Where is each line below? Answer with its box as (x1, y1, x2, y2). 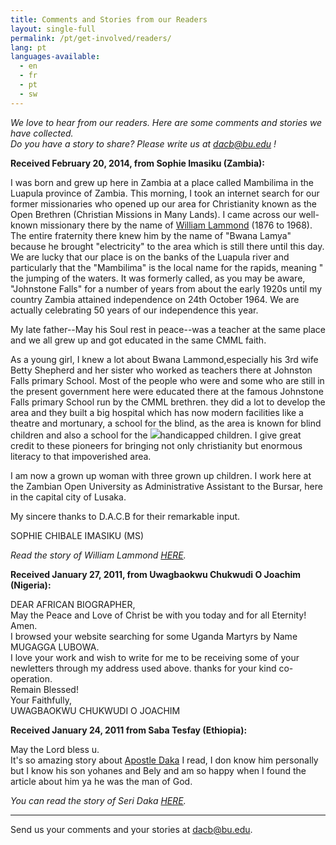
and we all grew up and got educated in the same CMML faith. (10, 334, 267, 346)
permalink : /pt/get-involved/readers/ (10, 33, 172, 43)
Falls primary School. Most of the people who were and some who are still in (10, 374, 325, 386)
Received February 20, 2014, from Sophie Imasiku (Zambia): (10, 157, 265, 169)
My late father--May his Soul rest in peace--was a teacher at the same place (10, 323, 326, 335)
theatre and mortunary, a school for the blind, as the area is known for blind (10, 417, 322, 429)
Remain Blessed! (10, 683, 79, 695)
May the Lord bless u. (10, 743, 100, 755)
